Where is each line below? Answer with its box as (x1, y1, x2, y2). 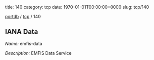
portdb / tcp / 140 (5, 14, 41, 19)
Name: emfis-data (5, 40, 43, 46)
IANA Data (5, 28, 38, 36)
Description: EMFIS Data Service (5, 50, 72, 56)
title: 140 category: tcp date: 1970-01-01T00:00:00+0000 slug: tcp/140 (5, 4, 150, 10)
